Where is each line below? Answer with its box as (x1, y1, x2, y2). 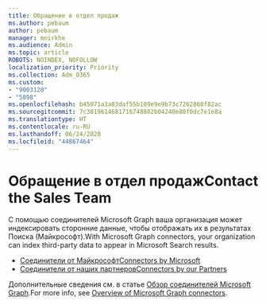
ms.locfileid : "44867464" (8, 137, 94, 146)
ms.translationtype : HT (8, 115, 87, 123)
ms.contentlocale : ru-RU (8, 123, 91, 131)
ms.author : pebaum (8, 19, 69, 27)
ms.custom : (8, 78, 44, 86)
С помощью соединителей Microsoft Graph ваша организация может (8, 215, 243, 225)
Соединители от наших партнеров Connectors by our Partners (19, 264, 228, 274)
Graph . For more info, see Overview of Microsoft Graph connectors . (8, 288, 228, 298)
